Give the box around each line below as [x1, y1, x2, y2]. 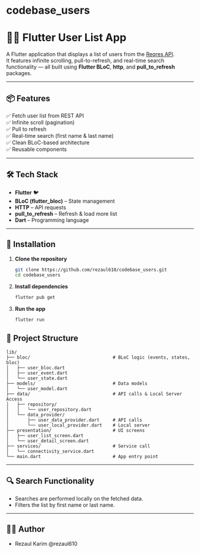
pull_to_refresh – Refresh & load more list [14, 210, 117, 217]
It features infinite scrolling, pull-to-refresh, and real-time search [6, 57, 165, 64]
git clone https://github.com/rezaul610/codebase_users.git [14, 267, 167, 273]
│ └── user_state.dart [6, 375, 68, 381]
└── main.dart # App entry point [6, 453, 159, 459]
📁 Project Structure [6, 333, 79, 344]
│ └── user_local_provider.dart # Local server [6, 422, 151, 428]
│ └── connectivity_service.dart [6, 448, 95, 454]
